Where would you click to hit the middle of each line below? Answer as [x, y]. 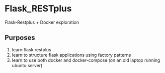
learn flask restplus [32, 49]
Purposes [20, 38]
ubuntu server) [27, 65]
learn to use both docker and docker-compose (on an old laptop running [86, 60]
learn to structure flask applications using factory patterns [71, 55]
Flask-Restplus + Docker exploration [42, 22]
